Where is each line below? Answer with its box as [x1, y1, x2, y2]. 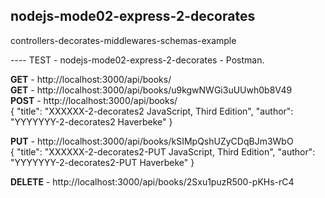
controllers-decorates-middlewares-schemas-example [10, 34, 237, 46]
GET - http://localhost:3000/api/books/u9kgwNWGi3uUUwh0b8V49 [10, 84, 293, 96]
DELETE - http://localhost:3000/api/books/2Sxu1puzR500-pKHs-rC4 [10, 175, 295, 188]
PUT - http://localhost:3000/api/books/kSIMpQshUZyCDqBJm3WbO [10, 135, 294, 147]
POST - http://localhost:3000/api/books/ [10, 94, 178, 106]
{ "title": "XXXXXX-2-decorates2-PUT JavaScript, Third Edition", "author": [10, 145, 316, 158]
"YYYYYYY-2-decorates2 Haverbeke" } [10, 115, 173, 128]
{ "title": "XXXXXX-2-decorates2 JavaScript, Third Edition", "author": [10, 105, 294, 117]
